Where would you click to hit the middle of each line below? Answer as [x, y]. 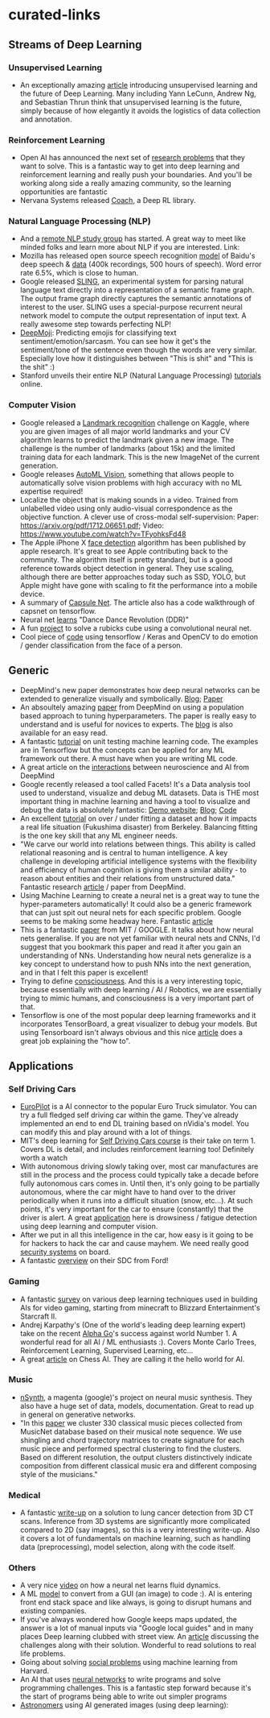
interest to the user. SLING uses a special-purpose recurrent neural [131, 307]
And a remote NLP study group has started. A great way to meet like [133, 238]
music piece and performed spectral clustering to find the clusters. [131, 1448]
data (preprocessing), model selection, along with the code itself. [127, 1547]
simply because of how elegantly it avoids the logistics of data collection [140, 110]
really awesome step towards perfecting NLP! [95, 325]
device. [32, 594]
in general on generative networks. [78, 1414]
